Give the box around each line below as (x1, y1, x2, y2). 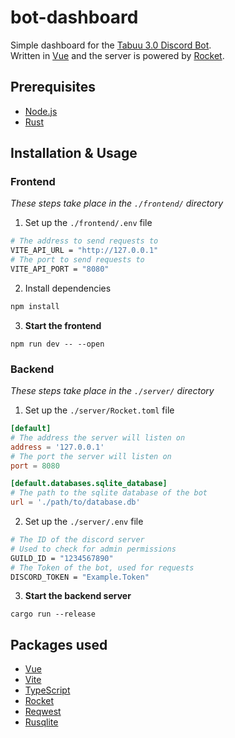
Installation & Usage (10, 145, 138, 162)
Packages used (10, 636, 108, 653)
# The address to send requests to (10, 236, 159, 246)
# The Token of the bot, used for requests (10, 562, 195, 573)
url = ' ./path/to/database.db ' (10, 497, 141, 508)
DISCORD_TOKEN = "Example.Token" (10, 572, 150, 582)
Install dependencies (24, 282, 112, 294)
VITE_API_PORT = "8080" (10, 264, 110, 275)
